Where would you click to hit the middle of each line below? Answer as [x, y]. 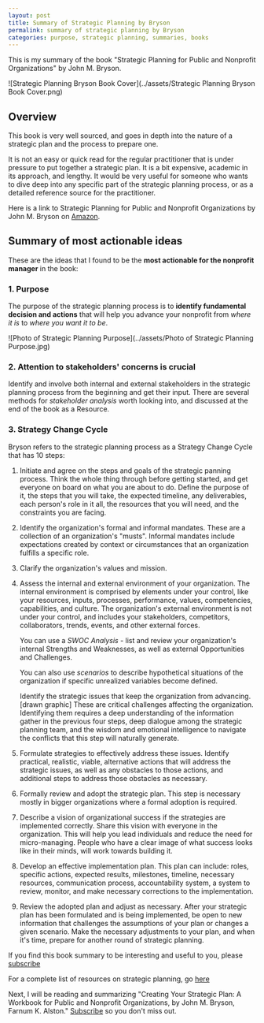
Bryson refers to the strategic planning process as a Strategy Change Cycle [130, 447]
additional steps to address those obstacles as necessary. [114, 778]
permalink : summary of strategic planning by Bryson [96, 30]
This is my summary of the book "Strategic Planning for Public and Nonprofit [132, 60]
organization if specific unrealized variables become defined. [119, 681]
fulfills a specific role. [54, 552]
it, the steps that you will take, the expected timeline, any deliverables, [133, 495]
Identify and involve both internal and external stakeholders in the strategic [129, 384]
